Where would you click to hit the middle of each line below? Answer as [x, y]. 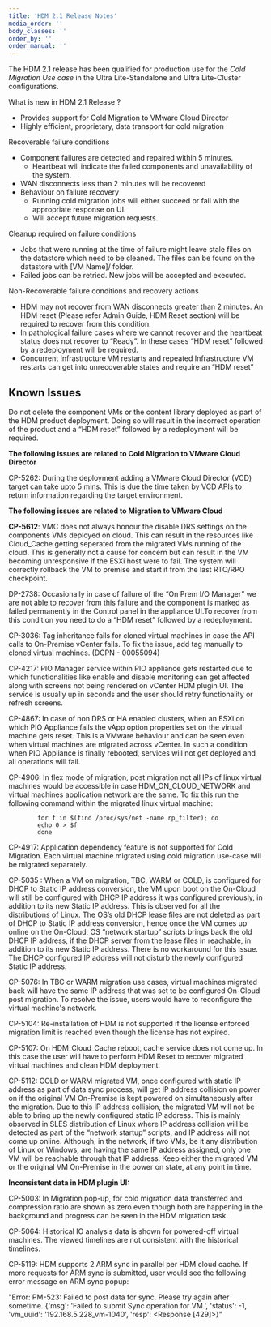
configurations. [34, 87]
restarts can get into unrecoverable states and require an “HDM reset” [137, 367]
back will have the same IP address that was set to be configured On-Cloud [134, 991]
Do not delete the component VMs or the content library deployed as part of [135, 412]
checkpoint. [28, 578]
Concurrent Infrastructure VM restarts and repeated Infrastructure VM [137, 358]
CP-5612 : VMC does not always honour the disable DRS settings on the [127, 526]
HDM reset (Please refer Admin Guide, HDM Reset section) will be [130, 315]
